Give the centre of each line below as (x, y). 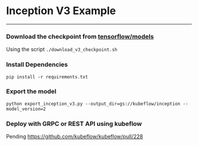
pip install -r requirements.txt (47, 77)
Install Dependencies (37, 65)
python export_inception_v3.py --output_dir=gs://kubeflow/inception (93, 104)
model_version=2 (26, 109)
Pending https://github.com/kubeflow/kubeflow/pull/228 (75, 137)
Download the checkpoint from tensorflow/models (80, 36)
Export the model (31, 91)
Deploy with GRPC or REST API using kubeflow (74, 124)
